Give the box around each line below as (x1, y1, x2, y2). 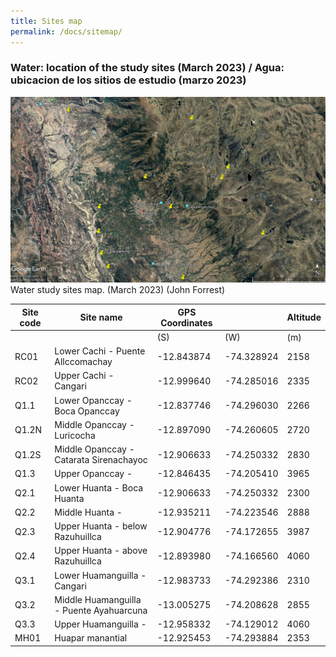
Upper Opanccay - (54, 468, 133, 480)
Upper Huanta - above (54, 545, 148, 557)
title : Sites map (10, 16, 83, 26)
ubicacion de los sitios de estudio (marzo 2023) (10, 73, 247, 87)
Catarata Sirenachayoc (54, 454, 148, 466)
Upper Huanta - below (54, 520, 148, 532)
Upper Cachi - (54, 370, 115, 382)
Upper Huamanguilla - (54, 618, 147, 630)
